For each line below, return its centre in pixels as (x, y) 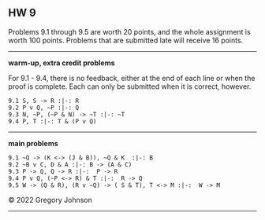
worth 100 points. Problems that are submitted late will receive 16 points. (126, 40)
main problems (34, 143)
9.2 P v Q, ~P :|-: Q (44, 108)
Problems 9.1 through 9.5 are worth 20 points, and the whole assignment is (129, 31)
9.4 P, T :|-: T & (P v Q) (52, 121)
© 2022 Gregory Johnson (50, 200)
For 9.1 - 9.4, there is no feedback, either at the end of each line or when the (132, 78)
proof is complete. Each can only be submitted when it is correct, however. (130, 86)
